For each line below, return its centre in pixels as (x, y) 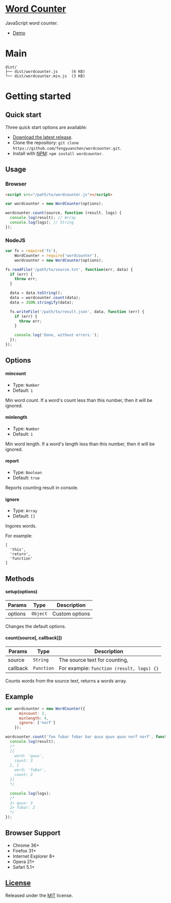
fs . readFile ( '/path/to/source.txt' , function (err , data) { (69, 269)
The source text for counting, (94, 660)
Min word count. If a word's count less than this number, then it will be (79, 400)
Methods (20, 579)
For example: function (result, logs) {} (109, 668)
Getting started (38, 96)
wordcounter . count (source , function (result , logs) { (64, 213)
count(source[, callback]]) (34, 638)
